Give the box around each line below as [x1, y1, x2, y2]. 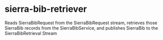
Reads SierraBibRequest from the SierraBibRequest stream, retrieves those [4, 20, 158, 26]
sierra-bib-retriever [4, 3, 87, 15]
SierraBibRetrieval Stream [4, 30, 57, 36]
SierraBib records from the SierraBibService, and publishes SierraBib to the [4, 25, 158, 31]
